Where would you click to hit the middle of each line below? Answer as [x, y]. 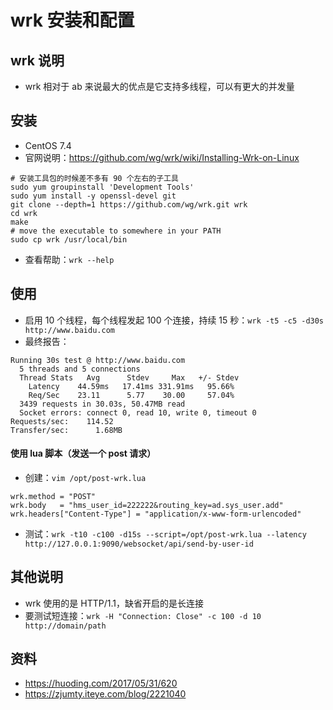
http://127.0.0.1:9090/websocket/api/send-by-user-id [139, 544]
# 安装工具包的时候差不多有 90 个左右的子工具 [94, 178]
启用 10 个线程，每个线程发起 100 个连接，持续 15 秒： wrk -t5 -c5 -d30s [174, 320]
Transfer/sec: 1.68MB [66, 430]
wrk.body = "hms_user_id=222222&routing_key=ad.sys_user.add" [147, 505]
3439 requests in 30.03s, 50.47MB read [102, 404]
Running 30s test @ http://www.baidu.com [98, 360]
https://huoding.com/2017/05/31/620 [101, 683]
